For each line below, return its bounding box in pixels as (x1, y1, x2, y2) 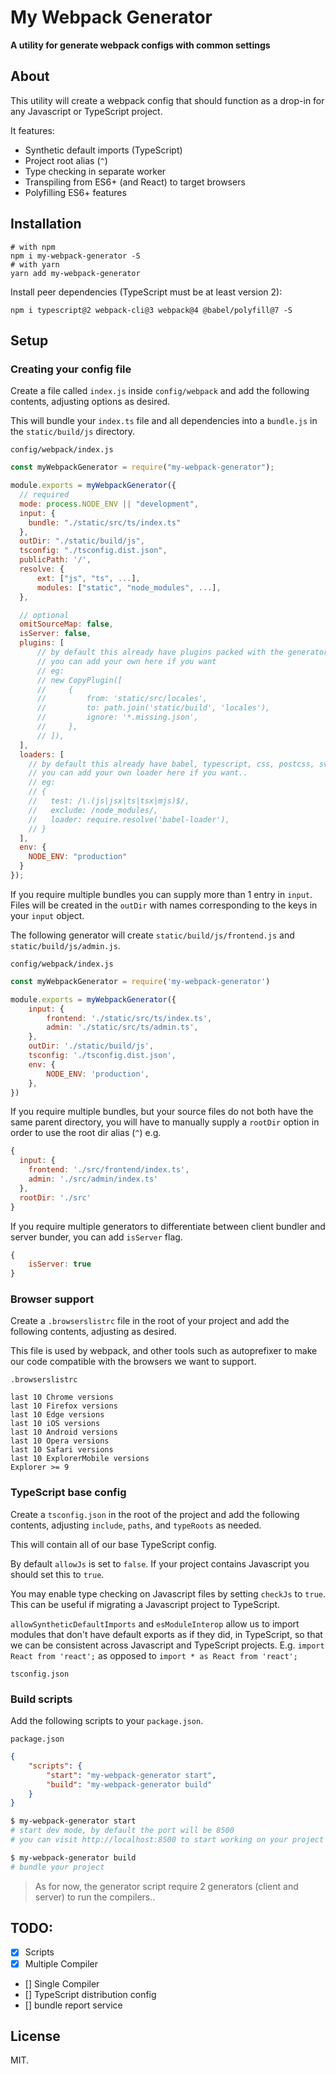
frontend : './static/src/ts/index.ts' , (46, 1013, 213, 1023)
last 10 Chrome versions (10, 1392, 114, 1403)
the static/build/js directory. (10, 426, 136, 438)
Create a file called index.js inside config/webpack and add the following (10, 385, 310, 397)
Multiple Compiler (24, 1957, 99, 1970)
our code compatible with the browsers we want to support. (10, 1356, 257, 1368)
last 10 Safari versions (10, 1445, 114, 1455)
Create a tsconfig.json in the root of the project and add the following (10, 1508, 300, 1520)
